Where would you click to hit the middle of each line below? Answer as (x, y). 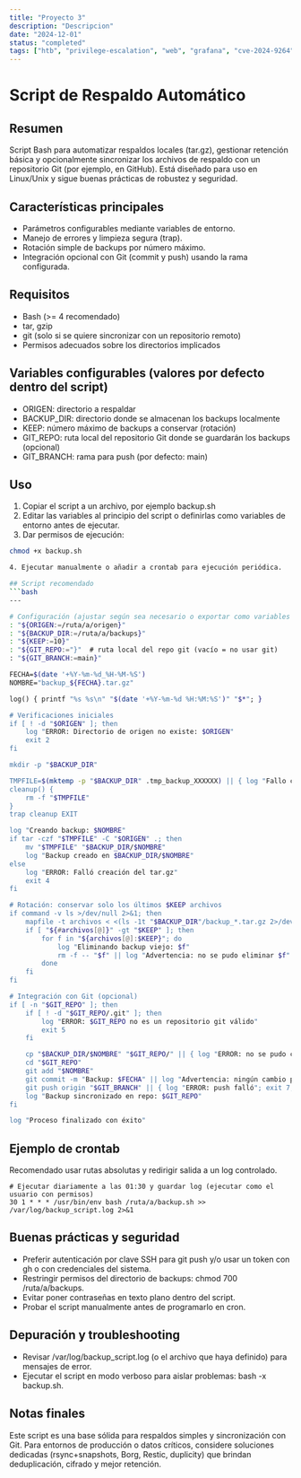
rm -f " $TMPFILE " (58, 798)
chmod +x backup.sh (46, 551)
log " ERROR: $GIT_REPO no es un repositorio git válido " (150, 1021)
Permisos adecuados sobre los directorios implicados (121, 345)
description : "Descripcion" (62, 26)
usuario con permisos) (52, 1194)
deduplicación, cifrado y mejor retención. (85, 1464)
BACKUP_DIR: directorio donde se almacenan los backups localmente (151, 418)
